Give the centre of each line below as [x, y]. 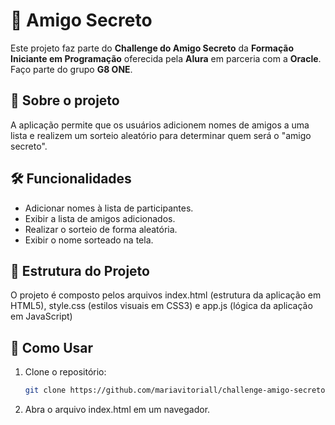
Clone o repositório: [65, 372]
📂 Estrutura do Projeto [80, 270]
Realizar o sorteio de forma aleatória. [101, 229]
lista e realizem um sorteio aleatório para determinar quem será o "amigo [161, 135]
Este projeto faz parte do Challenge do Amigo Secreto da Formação [152, 48]
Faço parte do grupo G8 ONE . [71, 69]
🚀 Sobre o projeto [65, 100]
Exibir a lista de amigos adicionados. [100, 218]
